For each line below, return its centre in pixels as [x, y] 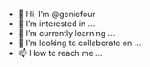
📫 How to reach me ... [60, 53]
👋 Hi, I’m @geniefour [56, 14]
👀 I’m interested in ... [56, 24]
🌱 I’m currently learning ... [66, 33]
